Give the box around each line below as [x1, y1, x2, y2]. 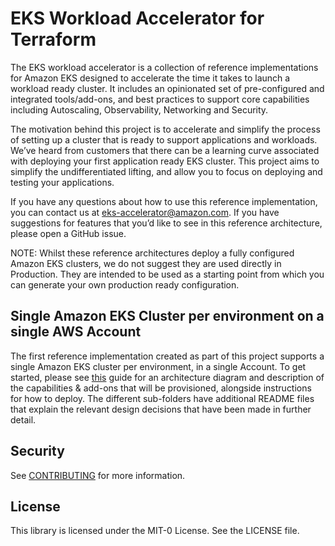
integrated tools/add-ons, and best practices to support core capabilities [10, 93, 310, 105]
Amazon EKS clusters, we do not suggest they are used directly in [10, 257, 282, 269]
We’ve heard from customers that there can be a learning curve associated [10, 144, 320, 156]
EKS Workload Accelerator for [10, 7, 265, 30]
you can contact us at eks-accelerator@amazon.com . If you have [10, 206, 280, 218]
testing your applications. [10, 176, 115, 188]
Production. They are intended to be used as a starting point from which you [10, 268, 325, 280]
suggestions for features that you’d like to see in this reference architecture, [10, 217, 323, 229]
